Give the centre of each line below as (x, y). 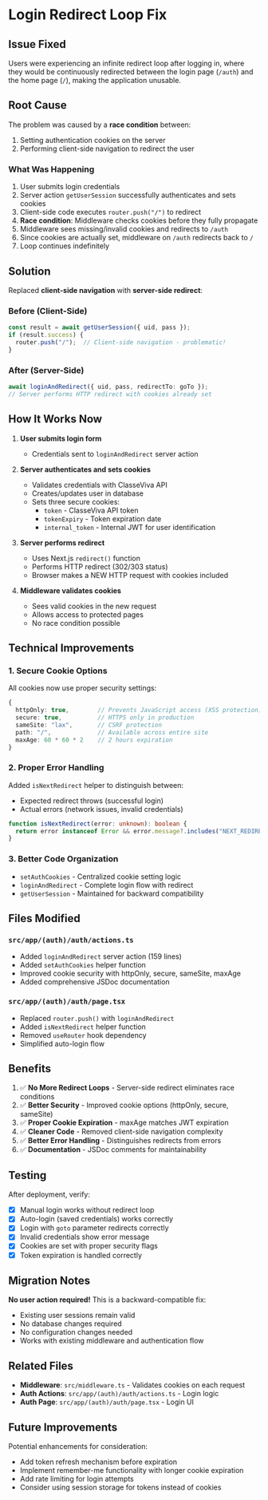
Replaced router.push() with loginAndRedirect (97, 1018)
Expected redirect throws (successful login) (92, 801)
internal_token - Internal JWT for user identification (130, 527)
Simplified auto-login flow (62, 1043)
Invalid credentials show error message (85, 1237)
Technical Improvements (71, 648)
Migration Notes (49, 1280)
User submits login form (61, 438)
